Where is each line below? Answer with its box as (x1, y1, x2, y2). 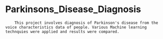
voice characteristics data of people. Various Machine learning (5, 24, 147, 30)
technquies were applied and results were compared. (5, 29, 120, 34)
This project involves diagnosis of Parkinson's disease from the (14, 20, 158, 25)
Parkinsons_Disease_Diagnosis (5, 4, 142, 15)
